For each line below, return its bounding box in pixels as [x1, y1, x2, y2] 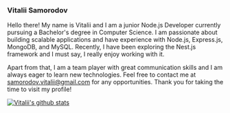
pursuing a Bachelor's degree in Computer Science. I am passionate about [7, 28, 218, 36]
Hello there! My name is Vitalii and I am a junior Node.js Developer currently [7, 21, 221, 29]
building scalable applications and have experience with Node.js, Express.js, [7, 36, 223, 44]
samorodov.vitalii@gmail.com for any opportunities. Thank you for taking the [7, 78, 224, 86]
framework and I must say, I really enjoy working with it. [7, 50, 165, 58]
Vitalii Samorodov [7, 5, 68, 15]
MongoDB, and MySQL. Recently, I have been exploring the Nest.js [7, 43, 196, 51]
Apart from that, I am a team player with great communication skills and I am [7, 64, 223, 72]
